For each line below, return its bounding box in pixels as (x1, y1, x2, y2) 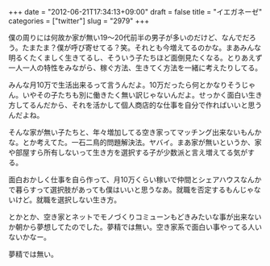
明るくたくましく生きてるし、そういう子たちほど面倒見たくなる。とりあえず (8, 53, 263, 62)
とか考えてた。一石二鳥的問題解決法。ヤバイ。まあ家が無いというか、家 (22, 138, 262, 147)
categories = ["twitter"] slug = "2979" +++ (8, 16, 150, 26)
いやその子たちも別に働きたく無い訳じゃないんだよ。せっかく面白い (22, 90, 248, 99)
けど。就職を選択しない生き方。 (15, 195, 122, 204)
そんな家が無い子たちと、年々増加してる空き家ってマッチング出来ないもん (8, 127, 255, 137)
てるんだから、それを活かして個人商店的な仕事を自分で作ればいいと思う (22, 100, 263, 110)
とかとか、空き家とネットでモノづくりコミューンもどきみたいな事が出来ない (8, 212, 262, 222)
